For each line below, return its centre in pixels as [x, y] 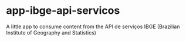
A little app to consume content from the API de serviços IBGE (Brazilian [93, 26]
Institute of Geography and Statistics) [51, 32]
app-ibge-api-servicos [63, 11]
